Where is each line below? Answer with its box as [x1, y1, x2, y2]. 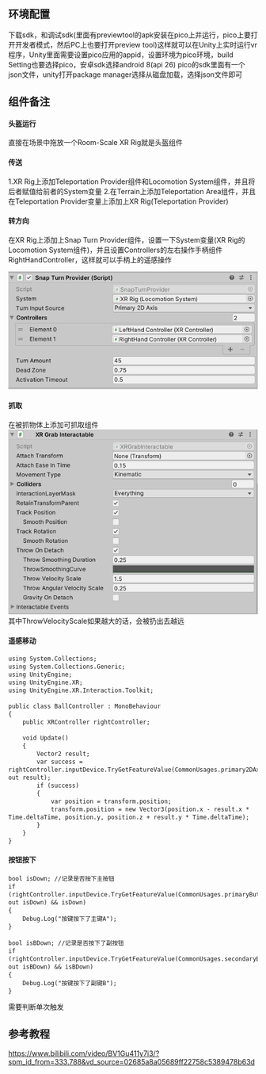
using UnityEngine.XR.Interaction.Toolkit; [8, 686, 154, 695]
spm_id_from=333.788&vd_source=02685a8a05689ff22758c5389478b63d [8, 1057, 256, 1067]
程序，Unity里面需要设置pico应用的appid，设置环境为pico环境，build [8, 50, 234, 59]
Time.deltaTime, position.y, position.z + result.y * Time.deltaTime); [8, 813, 249, 822]
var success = [36, 758, 83, 766]
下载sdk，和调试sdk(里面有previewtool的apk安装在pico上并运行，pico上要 [8, 30, 251, 40]
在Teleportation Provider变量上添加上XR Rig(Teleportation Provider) [8, 197, 229, 206]
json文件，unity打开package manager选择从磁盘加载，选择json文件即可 [8, 70, 243, 79]
